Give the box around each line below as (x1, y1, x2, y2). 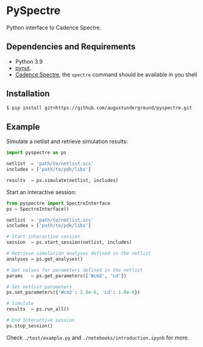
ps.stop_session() (6, 323, 53, 329)
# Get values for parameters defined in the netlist (6, 267, 143, 273)
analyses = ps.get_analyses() (6, 256, 84, 262)
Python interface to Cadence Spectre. (6, 24, 102, 31)
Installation (6, 89, 50, 99)
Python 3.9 (15, 57, 43, 65)
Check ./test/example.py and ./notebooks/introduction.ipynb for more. (6, 334, 190, 341)
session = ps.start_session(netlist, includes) (6, 239, 132, 246)
